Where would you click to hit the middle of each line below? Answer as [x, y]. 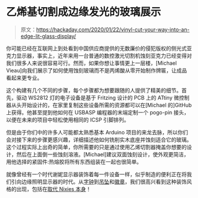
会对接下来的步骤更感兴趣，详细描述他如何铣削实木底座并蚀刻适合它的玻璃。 [99, 140]
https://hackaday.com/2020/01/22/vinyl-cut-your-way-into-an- [113, 29]
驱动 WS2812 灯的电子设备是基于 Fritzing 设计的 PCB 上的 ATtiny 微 [98, 97]
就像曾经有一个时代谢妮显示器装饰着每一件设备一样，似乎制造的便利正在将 [96, 174]
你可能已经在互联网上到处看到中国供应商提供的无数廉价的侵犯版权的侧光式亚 [99, 48]
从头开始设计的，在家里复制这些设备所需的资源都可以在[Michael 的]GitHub [101, 105]
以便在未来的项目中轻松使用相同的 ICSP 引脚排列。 [68, 120]
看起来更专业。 [24, 78]
